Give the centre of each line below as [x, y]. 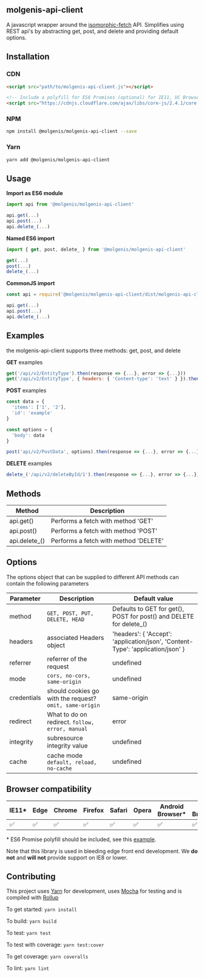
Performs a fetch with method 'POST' [104, 531]
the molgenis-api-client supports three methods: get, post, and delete [93, 350]
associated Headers [76, 637]
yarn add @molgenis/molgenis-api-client [58, 160]
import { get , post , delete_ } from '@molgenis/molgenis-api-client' [96, 249]
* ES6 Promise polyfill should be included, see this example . [81, 839]
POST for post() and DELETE [153, 616]
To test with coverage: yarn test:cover [55, 945]
